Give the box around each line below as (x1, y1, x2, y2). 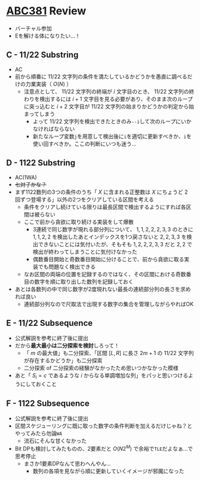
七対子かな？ (14, 181, 47, 188)
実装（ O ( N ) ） (35, 80, 72, 87)
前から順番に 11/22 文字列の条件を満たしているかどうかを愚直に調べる (14, 73, 187, 80)
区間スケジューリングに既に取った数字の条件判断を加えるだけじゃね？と (14, 422, 193, 429)
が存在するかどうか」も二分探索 (23, 357, 103, 364)
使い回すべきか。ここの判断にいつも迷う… (32, 140, 137, 147)
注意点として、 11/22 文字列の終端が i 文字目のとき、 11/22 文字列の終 (23, 88, 195, 95)
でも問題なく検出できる (38, 263, 96, 270)
